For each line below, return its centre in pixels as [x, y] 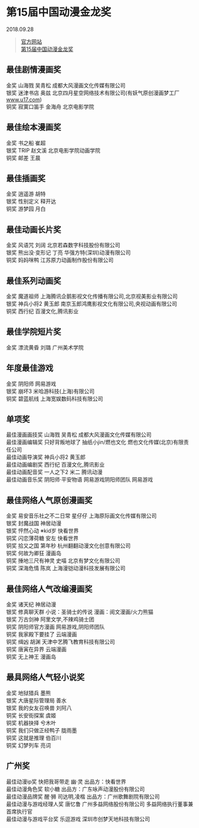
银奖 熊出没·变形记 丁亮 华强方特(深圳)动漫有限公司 [69, 252]
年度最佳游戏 [30, 368]
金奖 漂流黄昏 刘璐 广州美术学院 [45, 347]
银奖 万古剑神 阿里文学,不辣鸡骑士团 [50, 619]
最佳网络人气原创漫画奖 [49, 500]
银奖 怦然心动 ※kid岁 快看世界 [43, 531]
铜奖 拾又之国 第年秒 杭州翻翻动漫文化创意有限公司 [69, 546]
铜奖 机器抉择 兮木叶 [31, 723]
